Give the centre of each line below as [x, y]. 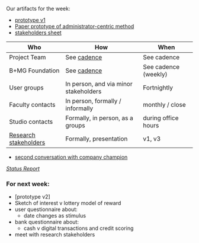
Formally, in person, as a [99, 118]
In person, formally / [93, 101]
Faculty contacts [32, 105]
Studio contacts [31, 122]
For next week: [28, 184]
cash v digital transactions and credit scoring [78, 228]
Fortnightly [158, 87]
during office [161, 118]
